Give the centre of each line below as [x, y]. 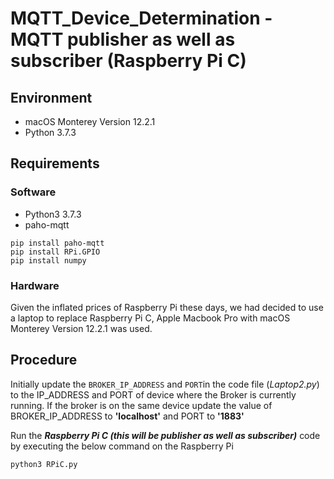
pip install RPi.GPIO [55, 252]
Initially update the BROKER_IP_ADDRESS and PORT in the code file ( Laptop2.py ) [165, 384]
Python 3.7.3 [50, 132]
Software [33, 192]
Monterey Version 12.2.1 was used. [81, 328]
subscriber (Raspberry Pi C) [128, 61]
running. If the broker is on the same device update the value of [141, 405]
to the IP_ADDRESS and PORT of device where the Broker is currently [153, 394]
